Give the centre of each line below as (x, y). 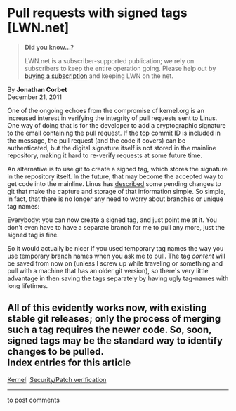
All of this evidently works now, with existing (107, 308)
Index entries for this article (69, 363)
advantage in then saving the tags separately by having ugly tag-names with (118, 278)
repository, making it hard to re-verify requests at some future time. (105, 155)
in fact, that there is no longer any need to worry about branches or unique (115, 199)
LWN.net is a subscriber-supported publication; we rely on (109, 60)
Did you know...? (49, 47)
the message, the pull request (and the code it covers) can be (97, 140)
